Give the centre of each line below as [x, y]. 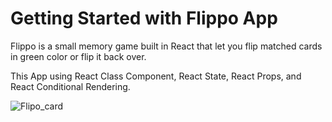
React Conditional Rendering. [70, 86]
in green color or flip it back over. [78, 56]
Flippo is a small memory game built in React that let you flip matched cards [166, 46]
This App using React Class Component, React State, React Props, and [156, 76]
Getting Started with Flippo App [144, 18]
